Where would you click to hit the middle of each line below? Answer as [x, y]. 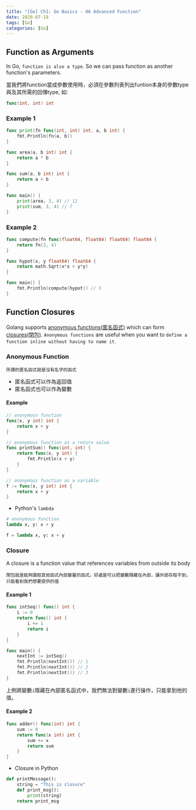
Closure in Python [36, 768]
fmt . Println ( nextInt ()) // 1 [53, 662]
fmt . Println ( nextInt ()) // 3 [53, 673]
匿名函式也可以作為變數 [43, 389]
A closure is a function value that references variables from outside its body [98, 563]
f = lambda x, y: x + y [35, 535]
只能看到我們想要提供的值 [32, 582]
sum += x [38, 740]
